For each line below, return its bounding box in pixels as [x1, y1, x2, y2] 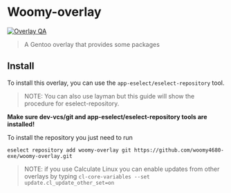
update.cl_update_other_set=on [24, 179, 115, 186]
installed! [7, 120, 35, 128]
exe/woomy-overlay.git [7, 152, 73, 159]
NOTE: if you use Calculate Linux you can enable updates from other [24, 165, 220, 173]
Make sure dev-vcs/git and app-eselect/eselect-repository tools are [7, 112, 207, 121]
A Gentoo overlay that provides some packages [24, 40, 160, 48]
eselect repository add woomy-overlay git [7, 146, 131, 154]
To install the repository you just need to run [7, 133, 133, 141]
